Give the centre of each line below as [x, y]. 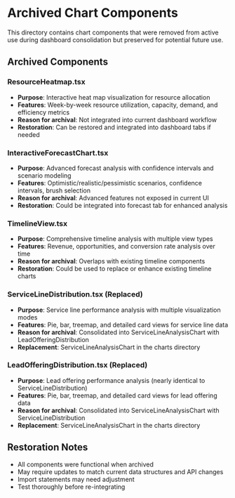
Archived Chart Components [93, 13]
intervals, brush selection [54, 190]
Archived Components [58, 62]
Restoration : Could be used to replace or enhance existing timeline [114, 269]
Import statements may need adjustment [76, 479]
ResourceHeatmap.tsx [46, 82]
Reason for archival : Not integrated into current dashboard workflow [117, 119]
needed [28, 134]
